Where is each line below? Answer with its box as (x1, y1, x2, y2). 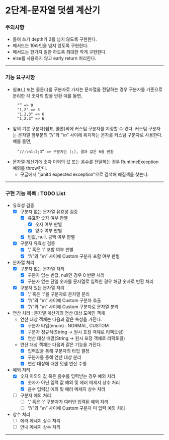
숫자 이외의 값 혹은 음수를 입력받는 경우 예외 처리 (20, 373, 116, 379)
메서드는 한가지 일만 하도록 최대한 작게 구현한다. (12, 49, 107, 55)
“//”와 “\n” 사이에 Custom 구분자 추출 (27, 297, 102, 303)
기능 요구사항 (5, 74, 35, 81)
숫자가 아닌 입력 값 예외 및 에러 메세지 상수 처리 (27, 379, 120, 385)
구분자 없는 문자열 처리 (20, 266, 65, 272)
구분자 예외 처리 (20, 392, 51, 398)
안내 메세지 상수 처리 (20, 424, 61, 430)
